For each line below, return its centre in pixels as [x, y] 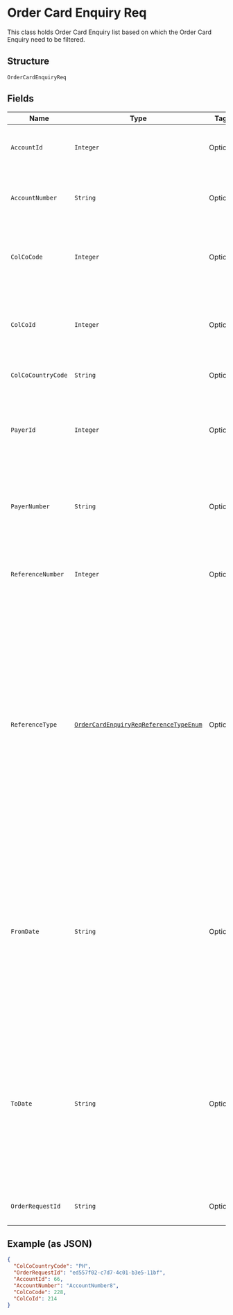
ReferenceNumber [37, 574]
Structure [28, 62]
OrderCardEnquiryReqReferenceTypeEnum [138, 724]
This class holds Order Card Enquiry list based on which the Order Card [110, 32]
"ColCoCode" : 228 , [40, 1292]
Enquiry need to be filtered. [46, 39]
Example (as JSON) [50, 1244]
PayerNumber [31, 506]
